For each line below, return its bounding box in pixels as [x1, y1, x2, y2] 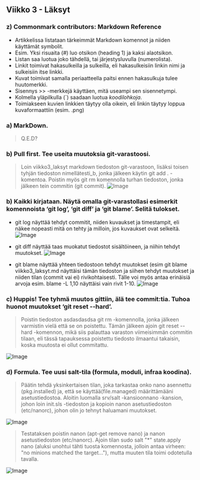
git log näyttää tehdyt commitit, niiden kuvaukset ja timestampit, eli [14, 218, 180, 226]
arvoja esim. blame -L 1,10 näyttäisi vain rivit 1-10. [14, 280, 136, 287]
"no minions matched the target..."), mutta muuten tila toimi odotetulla [20, 449, 192, 457]
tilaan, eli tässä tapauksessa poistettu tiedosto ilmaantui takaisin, [20, 335, 180, 342]
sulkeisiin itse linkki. [14, 68, 64, 75]
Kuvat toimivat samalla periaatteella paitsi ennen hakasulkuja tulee [14, 74, 178, 81]
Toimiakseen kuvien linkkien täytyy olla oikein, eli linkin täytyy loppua [14, 100, 185, 107]
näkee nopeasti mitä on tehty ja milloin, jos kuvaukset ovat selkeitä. [14, 224, 180, 232]
